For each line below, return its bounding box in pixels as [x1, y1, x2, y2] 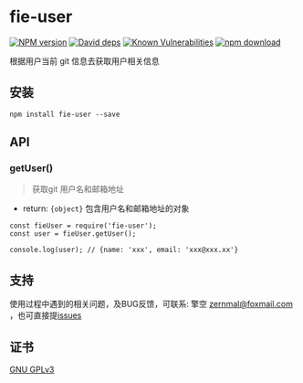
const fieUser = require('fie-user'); [9, 221, 157, 230]
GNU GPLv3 [9, 364, 55, 376]
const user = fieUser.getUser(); [9, 229, 137, 239]
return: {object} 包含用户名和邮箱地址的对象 [22, 203, 190, 214]
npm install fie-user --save [9, 110, 120, 119]
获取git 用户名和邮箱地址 [31, 184, 125, 195]
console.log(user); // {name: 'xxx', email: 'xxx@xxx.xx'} [9, 245, 239, 255]
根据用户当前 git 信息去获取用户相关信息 [9, 55, 160, 66]
